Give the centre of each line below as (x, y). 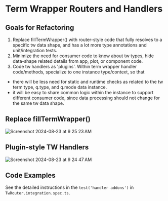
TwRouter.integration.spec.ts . (38, 193)
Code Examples (30, 175)
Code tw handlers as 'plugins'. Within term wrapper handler (75, 67)
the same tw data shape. (38, 103)
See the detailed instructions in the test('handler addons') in (70, 187)
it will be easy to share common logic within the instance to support (83, 92)
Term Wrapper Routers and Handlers (84, 9)
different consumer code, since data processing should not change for (86, 98)
